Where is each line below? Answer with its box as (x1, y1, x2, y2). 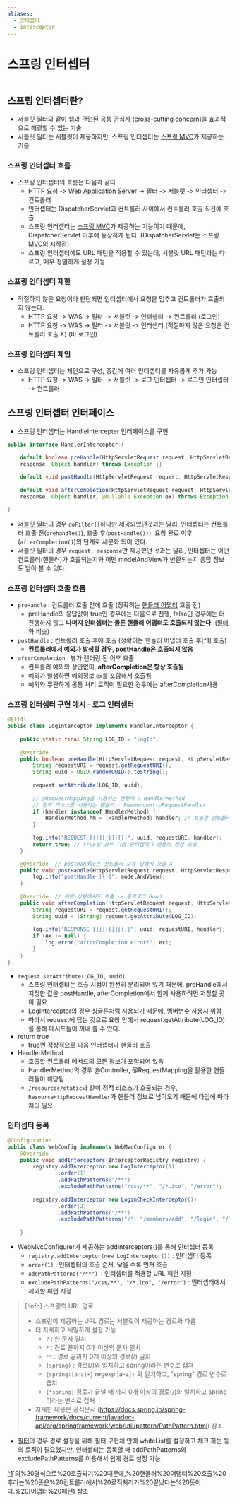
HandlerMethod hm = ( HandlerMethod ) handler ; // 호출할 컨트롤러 (44, 814, 231, 822)
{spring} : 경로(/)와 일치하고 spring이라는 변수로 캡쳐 (45, 1361, 194, 1370)
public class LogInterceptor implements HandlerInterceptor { (7, 722, 194, 730)
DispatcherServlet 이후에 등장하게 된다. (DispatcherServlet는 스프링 (28, 231, 220, 240)
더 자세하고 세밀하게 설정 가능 (35, 1326, 116, 1334)
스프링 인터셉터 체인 (7, 349, 71, 359)
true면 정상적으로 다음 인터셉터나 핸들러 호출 (28, 1040, 152, 1049)
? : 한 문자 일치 (45, 1334, 87, 1343)
